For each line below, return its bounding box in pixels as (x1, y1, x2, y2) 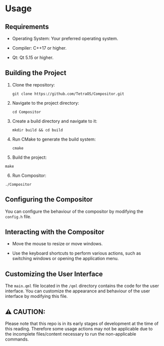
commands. (5, 336, 29, 342)
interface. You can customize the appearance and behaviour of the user (5, 288, 150, 294)
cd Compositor (12, 109, 41, 115)
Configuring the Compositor (5, 195, 93, 204)
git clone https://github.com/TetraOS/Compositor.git (12, 91, 124, 96)
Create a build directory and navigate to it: (12, 118, 97, 124)
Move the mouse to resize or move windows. (12, 241, 103, 247)
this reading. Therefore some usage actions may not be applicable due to (5, 326, 153, 332)
